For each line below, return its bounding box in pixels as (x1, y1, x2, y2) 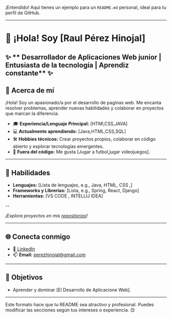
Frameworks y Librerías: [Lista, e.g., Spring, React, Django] (12, 188, 139, 194)
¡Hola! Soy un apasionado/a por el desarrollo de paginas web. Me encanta (5, 100, 162, 106)
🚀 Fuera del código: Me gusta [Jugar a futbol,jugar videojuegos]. (12, 149, 150, 155)
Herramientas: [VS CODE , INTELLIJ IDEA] (12, 193, 103, 199)
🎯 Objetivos (5, 273, 43, 282)
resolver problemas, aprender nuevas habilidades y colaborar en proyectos (5, 105, 164, 111)
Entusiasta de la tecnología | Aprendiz (5, 61, 129, 70)
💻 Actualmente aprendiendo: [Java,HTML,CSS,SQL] (12, 128, 126, 134)
